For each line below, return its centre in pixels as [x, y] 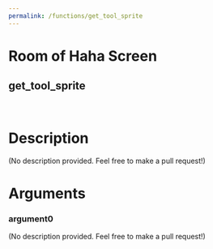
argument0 [31, 218]
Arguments [47, 193]
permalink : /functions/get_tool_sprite [76, 16]
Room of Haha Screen [83, 56]
